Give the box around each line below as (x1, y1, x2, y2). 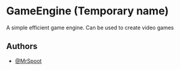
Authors (6, 41, 38, 51)
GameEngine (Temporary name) (6, 4, 169, 18)
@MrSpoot (14, 57, 42, 64)
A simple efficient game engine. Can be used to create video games (6, 24, 174, 31)
